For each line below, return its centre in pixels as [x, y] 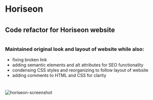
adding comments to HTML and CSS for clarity [59, 75]
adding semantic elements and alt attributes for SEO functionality [78, 65]
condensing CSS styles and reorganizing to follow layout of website [80, 70]
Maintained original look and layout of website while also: [75, 49]
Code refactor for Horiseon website [60, 30]
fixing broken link [30, 59]
